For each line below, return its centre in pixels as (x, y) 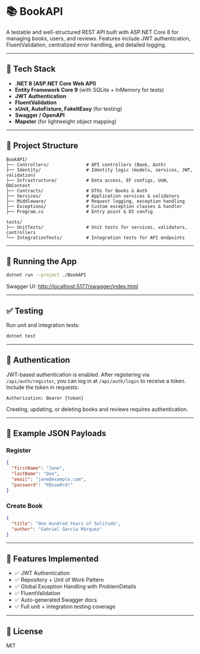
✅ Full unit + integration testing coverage (65, 607)
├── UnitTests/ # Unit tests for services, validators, (97, 227)
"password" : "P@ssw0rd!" (42, 485)
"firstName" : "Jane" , (38, 468)
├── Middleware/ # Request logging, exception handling (96, 201)
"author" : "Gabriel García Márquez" (57, 529)
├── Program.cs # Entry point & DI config (79, 211)
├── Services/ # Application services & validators (93, 196)
